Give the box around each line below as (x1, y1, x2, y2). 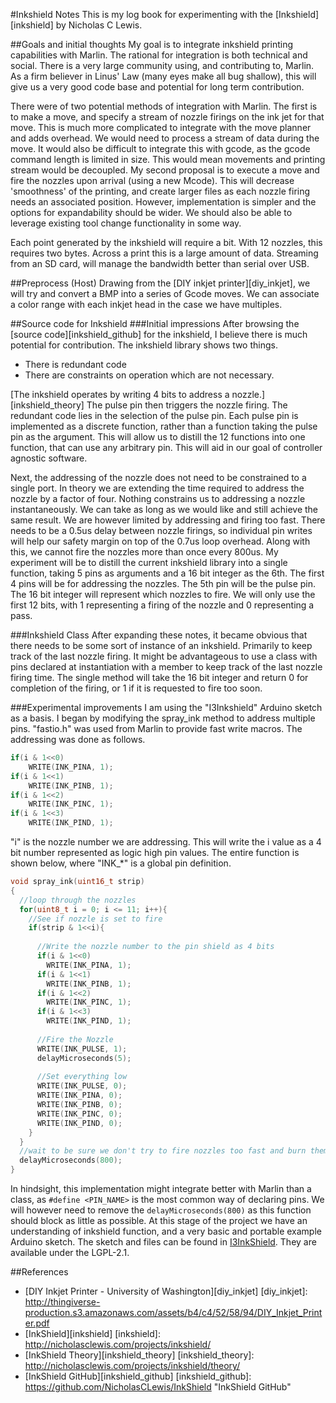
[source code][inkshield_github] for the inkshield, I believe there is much (10, 329, 308, 340)
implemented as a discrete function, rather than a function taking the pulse (10, 420, 318, 432)
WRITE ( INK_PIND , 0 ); (36, 1118, 123, 1128)
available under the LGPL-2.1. (10, 1247, 130, 1258)
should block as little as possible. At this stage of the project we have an (10, 1215, 308, 1226)
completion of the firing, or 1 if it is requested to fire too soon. (10, 682, 263, 694)
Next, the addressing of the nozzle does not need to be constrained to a (10, 472, 307, 483)
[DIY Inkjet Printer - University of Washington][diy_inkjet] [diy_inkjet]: (24, 1285, 308, 1297)
